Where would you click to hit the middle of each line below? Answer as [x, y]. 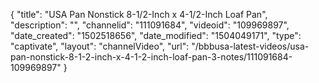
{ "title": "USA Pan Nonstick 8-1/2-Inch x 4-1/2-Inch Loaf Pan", [139, 14]
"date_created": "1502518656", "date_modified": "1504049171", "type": [156, 35]
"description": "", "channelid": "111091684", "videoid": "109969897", [150, 25]
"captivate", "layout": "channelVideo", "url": [100, 46]
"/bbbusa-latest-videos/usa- [250, 46]
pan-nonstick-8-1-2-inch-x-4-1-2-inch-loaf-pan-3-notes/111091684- [151, 57]
